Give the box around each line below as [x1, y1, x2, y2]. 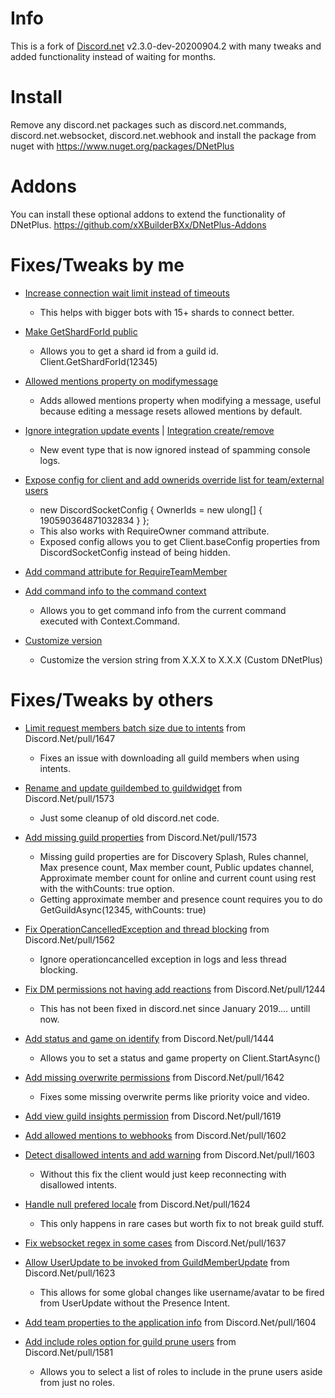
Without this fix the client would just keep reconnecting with [39, 1168, 287, 1180]
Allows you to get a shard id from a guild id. [39, 345, 219, 357]
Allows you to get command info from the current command [39, 604, 287, 616]
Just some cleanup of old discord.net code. [39, 812, 220, 824]
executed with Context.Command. [39, 615, 180, 627]
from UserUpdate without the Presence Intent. [39, 1297, 231, 1309]
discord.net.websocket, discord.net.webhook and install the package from [10, 129, 317, 141]
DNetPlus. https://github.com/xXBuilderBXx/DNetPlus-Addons [10, 218, 267, 231]
